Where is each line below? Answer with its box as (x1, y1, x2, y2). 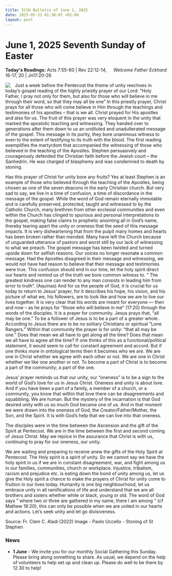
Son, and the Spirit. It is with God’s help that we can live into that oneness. (5, 413, 161, 419)
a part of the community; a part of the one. (5, 364, 96, 371)
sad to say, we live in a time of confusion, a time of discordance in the (5, 190, 153, 196)
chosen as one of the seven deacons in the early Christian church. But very (5, 185, 164, 191)
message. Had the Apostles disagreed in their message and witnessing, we (5, 256, 164, 262)
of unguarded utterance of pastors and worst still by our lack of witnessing (5, 239, 163, 245)
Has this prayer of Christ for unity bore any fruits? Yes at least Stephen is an (5, 174, 165, 180)
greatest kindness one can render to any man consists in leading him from (5, 277, 162, 283)
